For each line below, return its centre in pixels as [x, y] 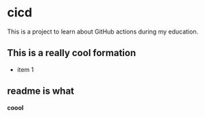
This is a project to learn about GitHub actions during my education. [103, 31]
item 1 [25, 69]
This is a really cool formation [72, 53]
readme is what [41, 91]
